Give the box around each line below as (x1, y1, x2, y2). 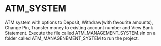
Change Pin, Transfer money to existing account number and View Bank (5, 24, 153, 30)
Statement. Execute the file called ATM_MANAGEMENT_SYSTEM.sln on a (5, 30, 156, 36)
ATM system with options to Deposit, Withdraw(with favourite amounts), (5, 19, 153, 25)
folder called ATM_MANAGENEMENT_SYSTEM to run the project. (5, 35, 139, 41)
